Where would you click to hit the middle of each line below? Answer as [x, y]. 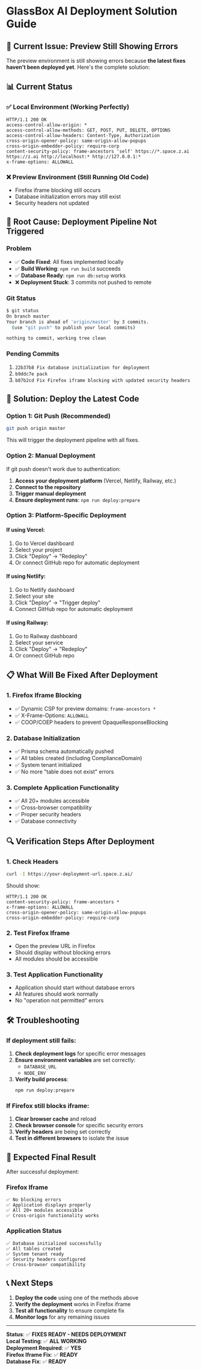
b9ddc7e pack [31, 374]
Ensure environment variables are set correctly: [75, 1060]
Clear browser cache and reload [56, 1119]
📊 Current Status [39, 87]
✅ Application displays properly [49, 1205]
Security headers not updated [52, 203]
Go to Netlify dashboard [45, 589]
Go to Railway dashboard [46, 636]
